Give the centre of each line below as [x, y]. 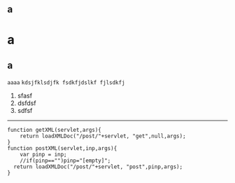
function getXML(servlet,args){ [54, 130]
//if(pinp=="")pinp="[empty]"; [65, 161]
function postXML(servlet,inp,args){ [62, 149]
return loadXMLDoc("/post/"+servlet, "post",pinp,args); [98, 167]
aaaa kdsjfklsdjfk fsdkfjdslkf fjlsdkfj [66, 83]
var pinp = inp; [44, 155]
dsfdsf [27, 103]
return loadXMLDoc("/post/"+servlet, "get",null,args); [103, 136]
